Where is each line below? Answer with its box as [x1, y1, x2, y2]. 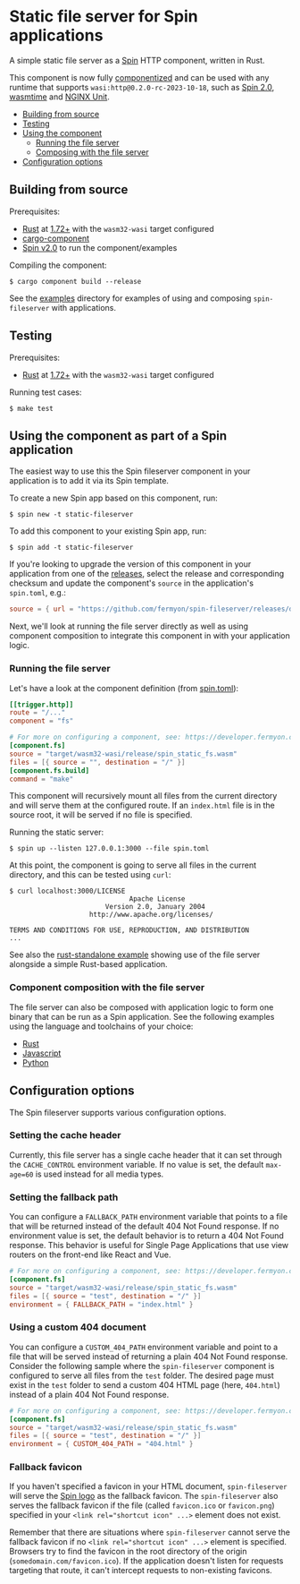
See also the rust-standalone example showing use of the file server [9, 949, 261, 960]
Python [21, 1057, 49, 1067]
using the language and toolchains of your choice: [9, 1021, 194, 1032]
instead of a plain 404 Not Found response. [9, 1389, 170, 1400]
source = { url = [9, 604, 74, 614]
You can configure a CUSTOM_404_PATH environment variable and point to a [9, 1341, 279, 1352]
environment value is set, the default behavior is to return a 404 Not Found [9, 1230, 284, 1241]
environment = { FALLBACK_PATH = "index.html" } [9, 1300, 194, 1309]
